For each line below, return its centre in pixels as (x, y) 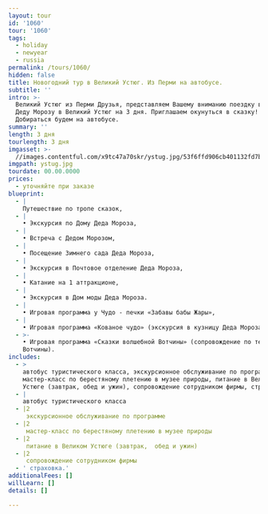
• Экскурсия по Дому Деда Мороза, (80, 223)
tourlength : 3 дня (39, 142)
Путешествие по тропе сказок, (73, 208)
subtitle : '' (30, 90)
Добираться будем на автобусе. (67, 120)
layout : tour (30, 16)
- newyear (32, 53)
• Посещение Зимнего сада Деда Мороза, (89, 253)
